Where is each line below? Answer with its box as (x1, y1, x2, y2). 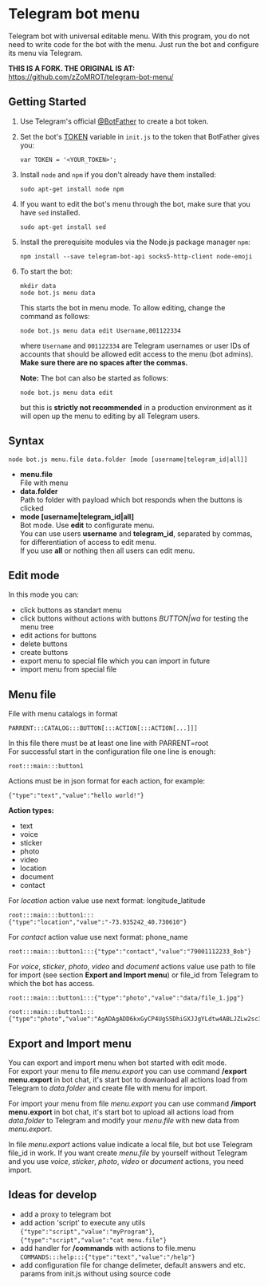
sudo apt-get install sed (19, 223, 106, 231)
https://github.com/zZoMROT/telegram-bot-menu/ (8, 72, 174, 81)
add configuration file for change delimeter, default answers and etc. (19, 1260, 246, 1269)
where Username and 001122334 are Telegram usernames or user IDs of (19, 341, 250, 350)
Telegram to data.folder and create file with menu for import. (8, 1083, 208, 1093)
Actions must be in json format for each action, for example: (8, 776, 206, 786)
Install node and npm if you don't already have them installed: (19, 169, 217, 179)
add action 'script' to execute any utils (19, 1217, 146, 1227)
